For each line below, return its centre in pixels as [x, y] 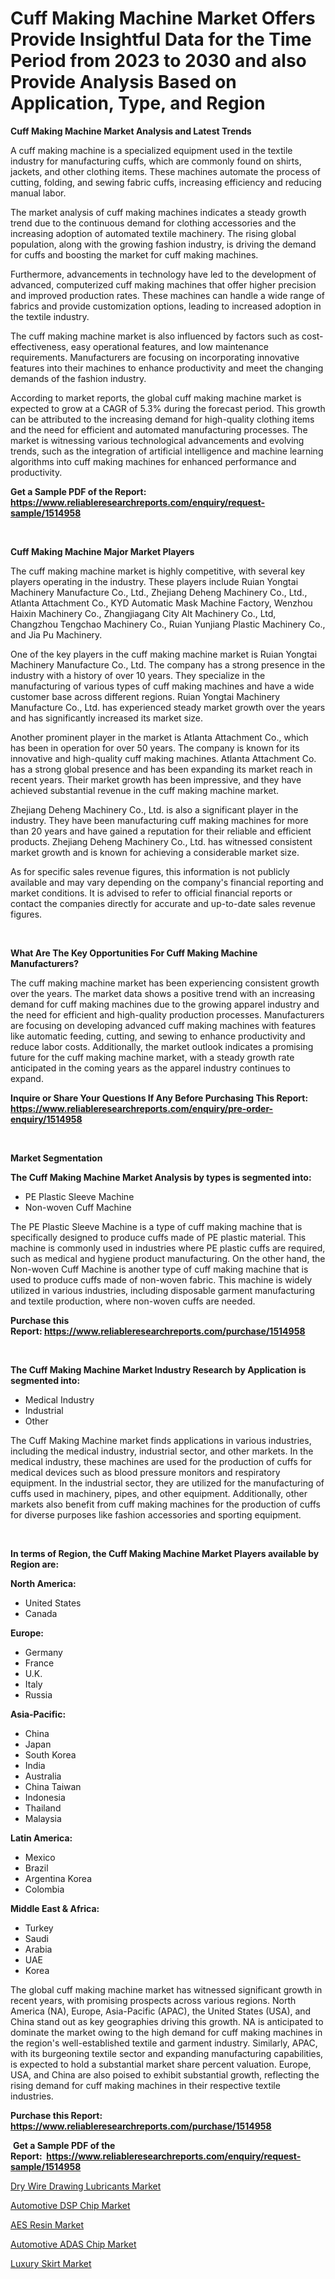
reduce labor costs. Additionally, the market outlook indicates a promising [162, 1046]
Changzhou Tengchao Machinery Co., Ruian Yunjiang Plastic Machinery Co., [168, 624]
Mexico [40, 1857]
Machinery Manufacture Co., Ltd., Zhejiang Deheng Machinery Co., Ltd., [159, 592]
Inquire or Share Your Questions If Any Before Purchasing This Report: [159, 1098]
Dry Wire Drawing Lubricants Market [86, 2186]
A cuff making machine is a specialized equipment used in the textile [151, 150]
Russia [38, 1694]
